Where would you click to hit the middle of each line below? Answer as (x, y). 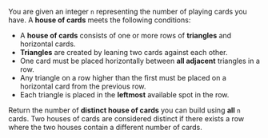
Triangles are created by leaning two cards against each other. (124, 52)
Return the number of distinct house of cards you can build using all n (125, 110)
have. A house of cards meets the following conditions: (100, 20)
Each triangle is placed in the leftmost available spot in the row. (124, 95)
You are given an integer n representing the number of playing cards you (128, 12)
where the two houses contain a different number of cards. (105, 127)
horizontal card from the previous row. (83, 86)
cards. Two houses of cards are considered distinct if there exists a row (126, 118)
